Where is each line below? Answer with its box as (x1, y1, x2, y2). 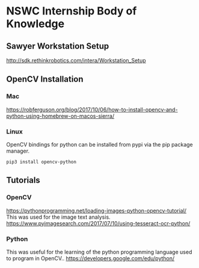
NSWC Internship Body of (6, 4, 137, 18)
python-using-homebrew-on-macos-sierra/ (6, 112, 115, 120)
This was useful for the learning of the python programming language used (6, 248, 192, 255)
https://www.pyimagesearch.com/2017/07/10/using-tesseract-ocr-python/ (6, 219, 191, 227)
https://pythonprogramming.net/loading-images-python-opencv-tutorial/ (6, 207, 187, 214)
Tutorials (6, 175, 40, 186)
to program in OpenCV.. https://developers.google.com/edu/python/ (6, 254, 175, 262)
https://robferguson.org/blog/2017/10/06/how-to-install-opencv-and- (6, 106, 179, 113)
